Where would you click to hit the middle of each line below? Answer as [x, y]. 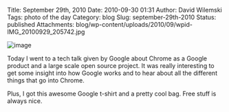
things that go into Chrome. [46, 80]
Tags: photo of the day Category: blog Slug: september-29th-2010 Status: [112, 17]
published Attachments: [41, 24]
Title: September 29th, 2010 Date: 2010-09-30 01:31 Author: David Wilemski [115, 10]
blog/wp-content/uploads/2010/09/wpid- [134, 24]
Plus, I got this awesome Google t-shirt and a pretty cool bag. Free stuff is [112, 93]
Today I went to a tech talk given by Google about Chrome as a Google [107, 58]
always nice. [25, 101]
